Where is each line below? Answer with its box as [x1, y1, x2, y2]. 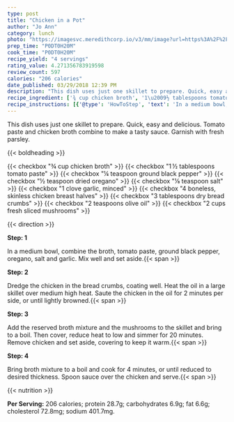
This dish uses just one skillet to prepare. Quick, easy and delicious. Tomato [7, 120, 225, 128]
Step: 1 [7, 233, 28, 241]
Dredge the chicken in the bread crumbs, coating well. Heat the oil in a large [7, 281, 226, 289]
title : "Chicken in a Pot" [7, 17, 86, 24]
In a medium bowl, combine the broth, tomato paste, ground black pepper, [7, 247, 221, 255]
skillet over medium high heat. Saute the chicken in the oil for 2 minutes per [7, 289, 224, 297]
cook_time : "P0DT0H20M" [7, 50, 77, 56]
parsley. [7, 135, 30, 143]
